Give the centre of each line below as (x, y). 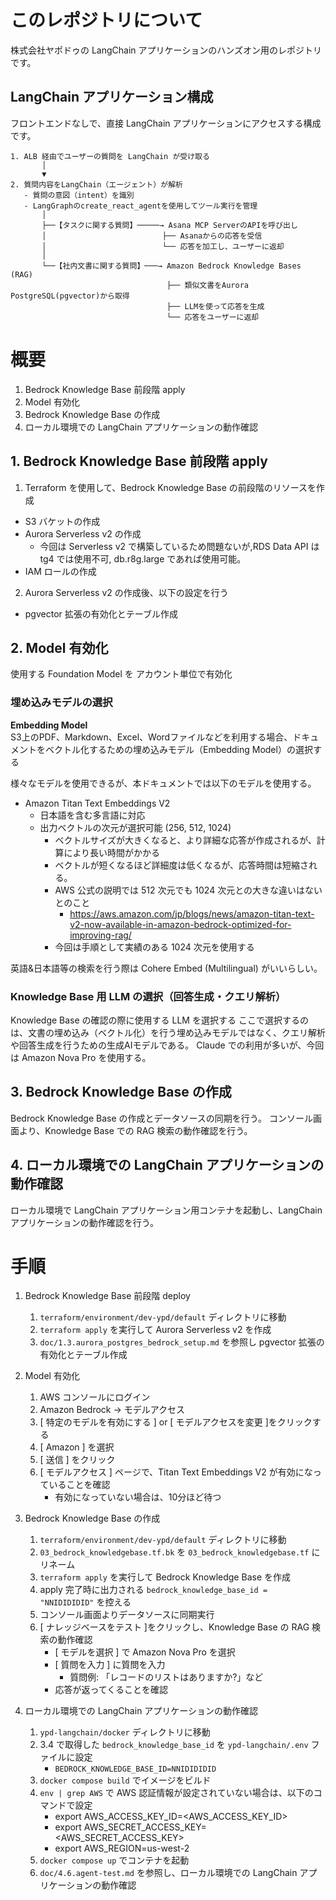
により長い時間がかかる (112, 852)
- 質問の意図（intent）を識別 (79, 195)
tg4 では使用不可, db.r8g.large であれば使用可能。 (143, 558)
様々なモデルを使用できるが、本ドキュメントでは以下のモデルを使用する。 (163, 783)
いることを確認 (79, 1485)
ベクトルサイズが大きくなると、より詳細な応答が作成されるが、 (185, 840)
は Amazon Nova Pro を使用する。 (81, 1057)
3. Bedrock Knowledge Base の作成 (121, 1092)
